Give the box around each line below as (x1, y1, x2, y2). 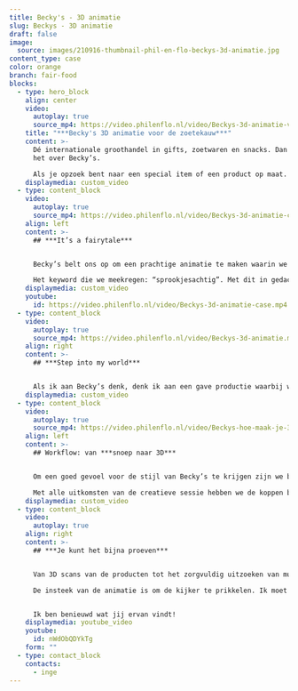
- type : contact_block (17, 651, 101, 660)
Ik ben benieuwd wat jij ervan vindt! (32, 610, 176, 619)
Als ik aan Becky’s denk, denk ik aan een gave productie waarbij (32, 382, 284, 391)
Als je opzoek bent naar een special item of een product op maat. (32, 170, 288, 179)
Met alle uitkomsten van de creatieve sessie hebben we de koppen (32, 488, 284, 497)
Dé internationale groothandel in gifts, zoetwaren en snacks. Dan (32, 145, 288, 154)
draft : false (9, 29, 58, 38)
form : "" (25, 643, 58, 652)
